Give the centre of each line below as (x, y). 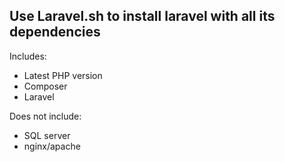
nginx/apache (52, 146)
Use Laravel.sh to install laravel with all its (142, 16)
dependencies (55, 32)
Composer (45, 86)
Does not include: (45, 116)
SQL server (47, 135)
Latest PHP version (63, 75)
